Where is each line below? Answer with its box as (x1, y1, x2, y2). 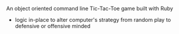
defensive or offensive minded (14, 23, 91, 29)
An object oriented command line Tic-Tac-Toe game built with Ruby (6, 5, 174, 12)
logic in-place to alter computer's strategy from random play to (14, 16, 171, 23)
